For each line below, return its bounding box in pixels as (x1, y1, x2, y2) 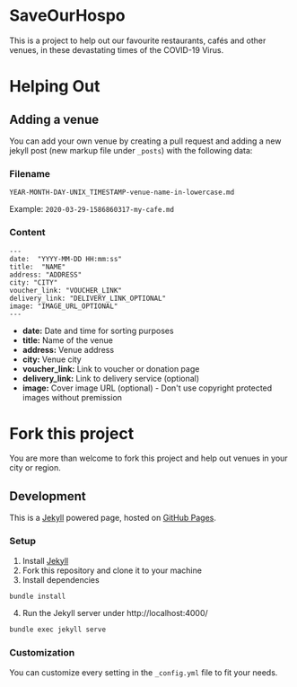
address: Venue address (22, 344, 115, 355)
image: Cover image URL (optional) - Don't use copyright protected (22, 383, 273, 393)
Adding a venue (9, 111, 100, 127)
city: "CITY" (9, 277, 58, 287)
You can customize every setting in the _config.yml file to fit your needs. (9, 666, 278, 678)
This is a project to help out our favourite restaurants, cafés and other (9, 35, 266, 46)
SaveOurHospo (9, 5, 126, 26)
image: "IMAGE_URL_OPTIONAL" (9, 302, 118, 311)
